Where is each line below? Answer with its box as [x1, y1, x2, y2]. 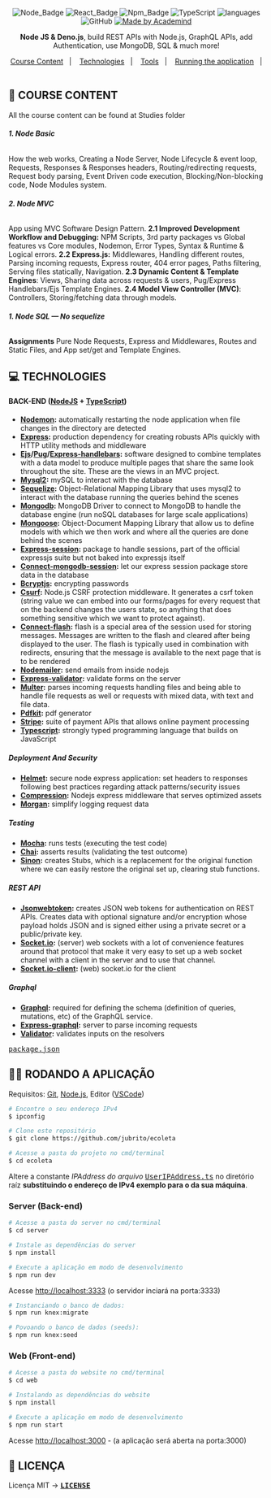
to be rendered [19, 657, 71, 667]
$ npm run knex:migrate [8, 1309, 89, 1317]
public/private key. [19, 929, 83, 939]
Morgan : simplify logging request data [19, 799, 149, 809]
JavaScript [19, 734, 57, 744]
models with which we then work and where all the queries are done [19, 527, 249, 536]
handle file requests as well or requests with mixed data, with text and [19, 691, 254, 701]
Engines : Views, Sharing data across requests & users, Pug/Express [8, 276, 237, 285]
